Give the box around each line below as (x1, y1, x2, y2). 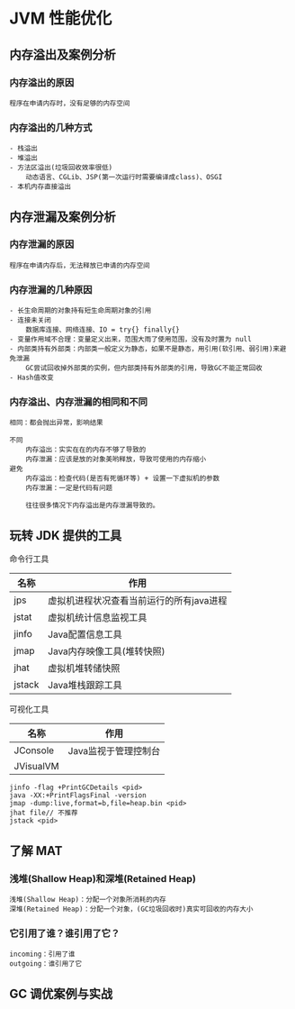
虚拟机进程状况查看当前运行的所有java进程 (48, 595, 228, 607)
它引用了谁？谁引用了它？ (9, 927, 121, 940)
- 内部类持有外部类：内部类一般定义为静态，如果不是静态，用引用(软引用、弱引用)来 (9, 344, 281, 354)
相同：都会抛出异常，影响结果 (9, 418, 103, 428)
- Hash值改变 (9, 373, 54, 383)
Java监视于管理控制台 (67, 745, 161, 758)
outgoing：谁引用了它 (9, 959, 83, 968)
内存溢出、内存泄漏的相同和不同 (9, 395, 148, 408)
